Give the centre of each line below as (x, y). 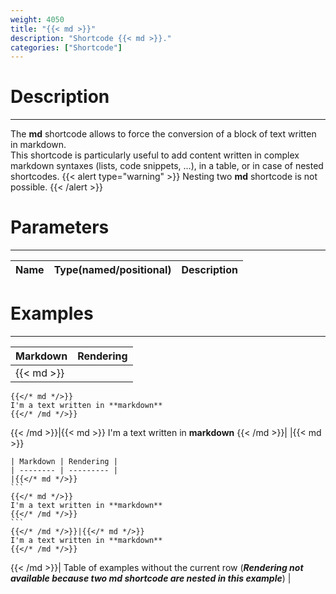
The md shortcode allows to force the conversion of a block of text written (163, 134)
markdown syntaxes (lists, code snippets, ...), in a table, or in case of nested (167, 166)
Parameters (60, 227)
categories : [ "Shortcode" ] (66, 47)
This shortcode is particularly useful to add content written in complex (155, 155)
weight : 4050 (37, 19)
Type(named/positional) (112, 270)
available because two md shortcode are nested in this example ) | (151, 578)
